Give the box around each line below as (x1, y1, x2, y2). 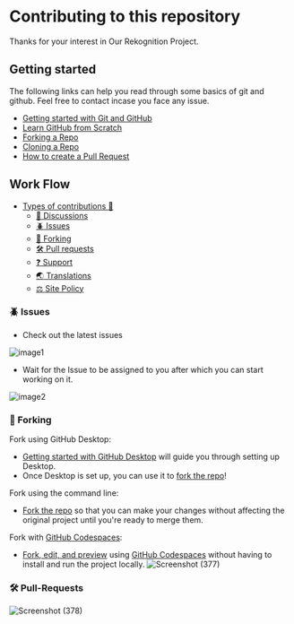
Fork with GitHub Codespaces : (9, 532, 123, 543)
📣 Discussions (35, 210, 89, 221)
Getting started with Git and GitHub (22, 112, 152, 123)
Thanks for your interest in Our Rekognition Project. (9, 36, 199, 47)
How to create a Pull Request (22, 151, 130, 161)
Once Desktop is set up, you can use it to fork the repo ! (22, 471, 227, 481)
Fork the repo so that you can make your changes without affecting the (22, 505, 285, 516)
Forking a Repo (22, 132, 79, 143)
